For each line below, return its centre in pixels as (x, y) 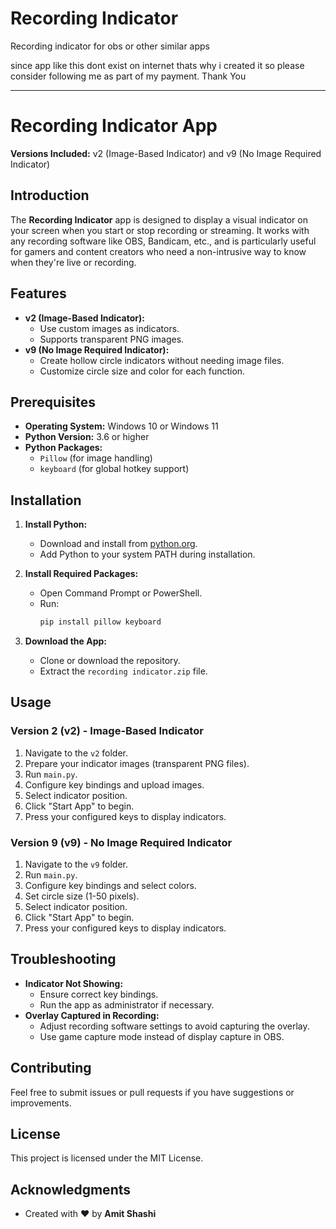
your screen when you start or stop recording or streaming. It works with (160, 230)
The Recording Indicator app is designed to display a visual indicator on (159, 219)
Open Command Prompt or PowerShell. (121, 593)
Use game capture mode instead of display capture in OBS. (162, 1036)
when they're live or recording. (73, 262)
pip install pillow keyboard (100, 622)
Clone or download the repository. (110, 660)
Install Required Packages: (81, 574)
